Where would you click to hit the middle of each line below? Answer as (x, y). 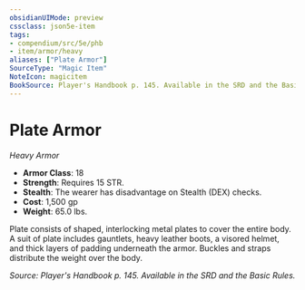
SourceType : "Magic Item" (58, 69)
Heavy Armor (34, 155)
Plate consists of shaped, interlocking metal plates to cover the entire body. (151, 228)
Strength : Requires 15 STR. (73, 182)
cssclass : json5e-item (52, 26)
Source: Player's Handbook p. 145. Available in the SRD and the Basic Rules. (152, 275)
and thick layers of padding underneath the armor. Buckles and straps (140, 248)
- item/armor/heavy (46, 52)
